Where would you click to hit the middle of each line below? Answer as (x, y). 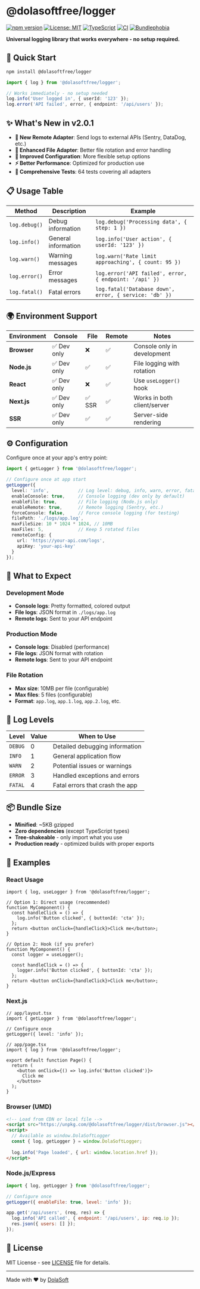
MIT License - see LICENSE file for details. (58, 1262)
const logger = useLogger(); (48, 955)
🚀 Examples (28, 862)
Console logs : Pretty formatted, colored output (72, 606)
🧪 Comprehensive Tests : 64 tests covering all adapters (83, 171)
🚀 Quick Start (31, 58)
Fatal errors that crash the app (95, 785)
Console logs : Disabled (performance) (62, 647)
